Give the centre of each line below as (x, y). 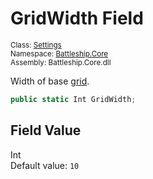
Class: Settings (36, 45)
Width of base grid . (50, 81)
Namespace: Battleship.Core (59, 53)
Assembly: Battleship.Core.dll (61, 62)
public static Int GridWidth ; (73, 99)
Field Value (46, 130)
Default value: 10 (45, 165)
